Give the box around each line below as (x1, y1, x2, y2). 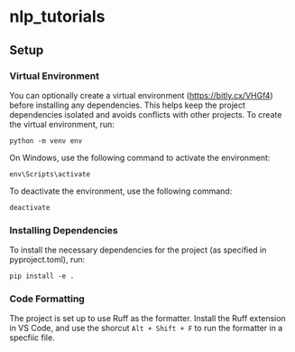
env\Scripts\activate (9, 169, 91, 178)
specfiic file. (9, 332, 56, 343)
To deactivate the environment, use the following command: (9, 186, 233, 196)
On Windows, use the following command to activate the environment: (9, 152, 271, 163)
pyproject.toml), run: (9, 254, 86, 265)
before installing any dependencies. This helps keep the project (9, 100, 246, 110)
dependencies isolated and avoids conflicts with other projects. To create (9, 109, 282, 119)
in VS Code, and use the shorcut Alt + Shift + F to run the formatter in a (9, 323, 283, 334)
